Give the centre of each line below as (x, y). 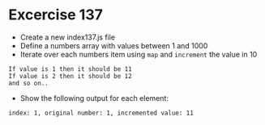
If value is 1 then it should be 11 (70, 69)
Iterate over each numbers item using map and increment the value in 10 (139, 54)
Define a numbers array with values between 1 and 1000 (114, 45)
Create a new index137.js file (68, 37)
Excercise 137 (56, 15)
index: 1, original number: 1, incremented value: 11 (101, 113)
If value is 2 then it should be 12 (70, 76)
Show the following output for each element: (94, 98)
